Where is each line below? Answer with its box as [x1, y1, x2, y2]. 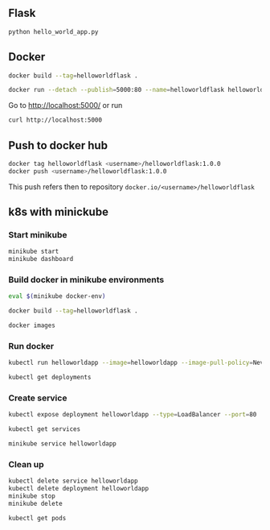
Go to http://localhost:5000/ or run [8, 101, 123, 110]
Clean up [8, 458, 44, 470]
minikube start [8, 247, 59, 256]
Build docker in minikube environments [8, 274, 165, 285]
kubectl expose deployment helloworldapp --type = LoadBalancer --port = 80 [8, 411, 257, 419]
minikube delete [8, 499, 63, 507]
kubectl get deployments [8, 374, 92, 382]
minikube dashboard [8, 255, 74, 263]
